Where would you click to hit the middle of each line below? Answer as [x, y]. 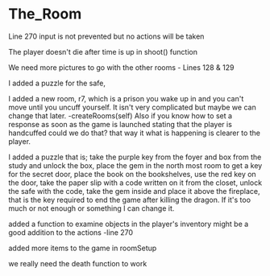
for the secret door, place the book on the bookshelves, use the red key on [132, 174]
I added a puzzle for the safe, [57, 83]
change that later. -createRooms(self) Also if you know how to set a [120, 115]
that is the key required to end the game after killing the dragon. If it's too [130, 200]
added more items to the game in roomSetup [83, 248]
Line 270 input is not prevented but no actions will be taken [106, 36]
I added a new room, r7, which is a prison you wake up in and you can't [126, 98]
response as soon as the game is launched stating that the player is [120, 124]
